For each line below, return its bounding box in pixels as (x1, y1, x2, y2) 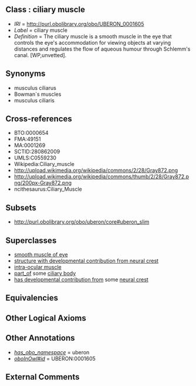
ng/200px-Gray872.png (13, 179, 72, 187)
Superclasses (5, 235, 57, 245)
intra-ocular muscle (13, 264, 62, 271)
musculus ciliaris (13, 96, 55, 104)
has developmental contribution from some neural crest (13, 276, 149, 283)
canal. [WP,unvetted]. (13, 51, 67, 58)
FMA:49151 (13, 135, 41, 143)
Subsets (5, 202, 36, 212)
